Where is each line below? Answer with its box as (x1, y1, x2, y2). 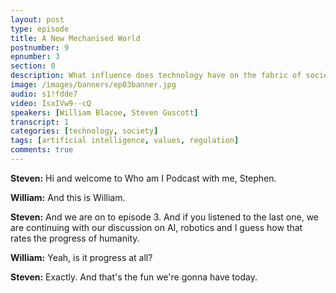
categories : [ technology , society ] (10, 126, 159, 136)
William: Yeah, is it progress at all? (10, 251, 153, 263)
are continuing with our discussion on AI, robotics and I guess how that (10, 221, 303, 233)
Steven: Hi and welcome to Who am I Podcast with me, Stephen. (10, 172, 277, 184)
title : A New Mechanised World (10, 33, 141, 43)
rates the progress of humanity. (10, 232, 140, 244)
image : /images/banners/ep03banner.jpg (10, 80, 177, 90)
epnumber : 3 (10, 52, 60, 62)
